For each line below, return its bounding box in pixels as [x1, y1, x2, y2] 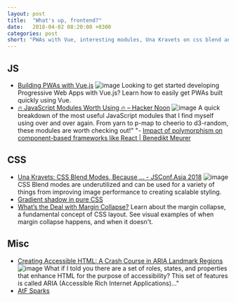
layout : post [7, 10, 46, 18]
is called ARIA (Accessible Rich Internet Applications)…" [17, 279, 180, 287]
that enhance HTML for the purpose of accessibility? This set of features [17, 271, 228, 280]
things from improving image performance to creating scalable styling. [17, 188, 222, 196]
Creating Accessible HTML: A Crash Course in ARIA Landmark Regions [17, 256, 223, 265]
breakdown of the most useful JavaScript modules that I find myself [17, 111, 214, 119]
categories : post [7, 29, 58, 37]
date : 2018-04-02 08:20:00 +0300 [7, 23, 112, 30]
